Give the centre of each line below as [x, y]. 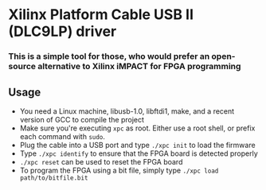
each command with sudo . [63, 136]
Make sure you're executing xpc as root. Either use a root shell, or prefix [137, 128]
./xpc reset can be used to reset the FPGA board [101, 161]
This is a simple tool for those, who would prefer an [109, 56]
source [22, 67]
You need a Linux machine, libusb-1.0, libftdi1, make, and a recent [127, 111]
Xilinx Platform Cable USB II [101, 15]
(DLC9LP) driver [63, 31]
